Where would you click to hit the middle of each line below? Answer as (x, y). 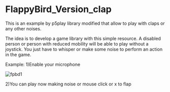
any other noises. (23, 28)
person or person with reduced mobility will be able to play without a (77, 43)
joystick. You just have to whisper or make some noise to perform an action (84, 49)
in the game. (18, 55)
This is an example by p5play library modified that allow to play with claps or (85, 23)
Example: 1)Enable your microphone (43, 64)
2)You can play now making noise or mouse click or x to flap (69, 84)
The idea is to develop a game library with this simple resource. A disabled (83, 38)
